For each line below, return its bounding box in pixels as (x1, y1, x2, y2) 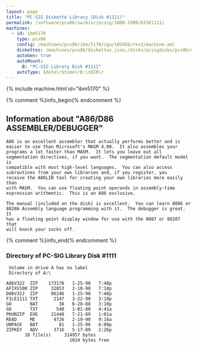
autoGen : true (16, 53, 51, 58)
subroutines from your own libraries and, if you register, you (6, 169, 167, 176)
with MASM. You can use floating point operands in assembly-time (6, 185, 176, 191)
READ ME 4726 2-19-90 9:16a (6, 317, 112, 322)
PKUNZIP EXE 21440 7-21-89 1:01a (6, 311, 112, 318)
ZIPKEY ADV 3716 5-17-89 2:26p (6, 327, 112, 333)
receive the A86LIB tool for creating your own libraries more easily (6, 175, 183, 181)
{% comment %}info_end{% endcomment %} (6, 237, 117, 244)
